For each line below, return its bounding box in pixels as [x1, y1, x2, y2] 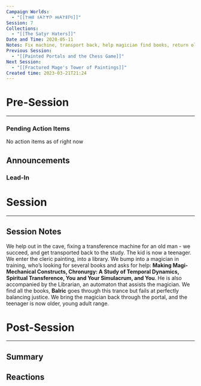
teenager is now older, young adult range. [6, 300, 109, 307]
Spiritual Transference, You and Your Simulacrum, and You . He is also [6, 274, 182, 281]
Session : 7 [6, 20, 33, 26]
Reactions [6, 372, 45, 382]
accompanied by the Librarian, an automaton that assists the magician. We [6, 281, 190, 288]
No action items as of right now [6, 138, 84, 145]
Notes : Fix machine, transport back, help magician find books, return [6, 42, 188, 48]
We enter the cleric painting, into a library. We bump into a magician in [6, 255, 179, 262]
